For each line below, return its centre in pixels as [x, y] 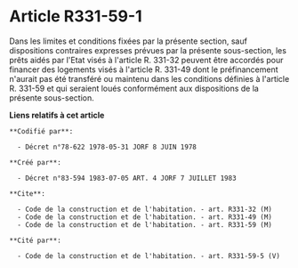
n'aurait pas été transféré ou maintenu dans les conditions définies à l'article [149, 78]
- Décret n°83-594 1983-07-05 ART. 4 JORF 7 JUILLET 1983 [127, 178]
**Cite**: [28, 193]
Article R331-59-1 [76, 16]
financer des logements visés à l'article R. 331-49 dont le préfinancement [144, 69]
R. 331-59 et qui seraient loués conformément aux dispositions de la [134, 88]
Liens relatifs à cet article [57, 115]
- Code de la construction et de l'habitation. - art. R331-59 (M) [145, 224]
